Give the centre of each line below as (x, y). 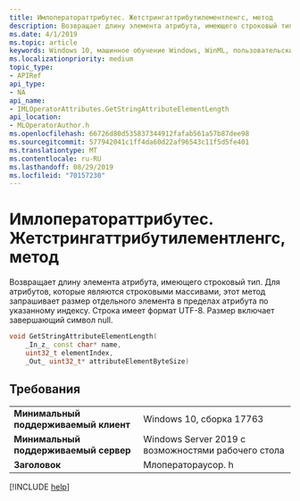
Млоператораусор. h (188, 464)
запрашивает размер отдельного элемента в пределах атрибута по (139, 301)
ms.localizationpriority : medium (71, 59)
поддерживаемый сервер (72, 450)
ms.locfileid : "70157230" (57, 175)
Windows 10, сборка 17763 (203, 419)
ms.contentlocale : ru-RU (55, 159)
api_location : (36, 117)
